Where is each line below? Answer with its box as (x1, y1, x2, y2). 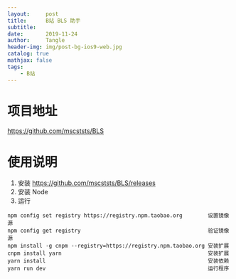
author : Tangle (7, 37, 65, 44)
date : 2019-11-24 (7, 30, 78, 38)
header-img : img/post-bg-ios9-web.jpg (7, 43, 122, 51)
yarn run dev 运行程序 (7, 265, 230, 273)
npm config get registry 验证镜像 (7, 227, 230, 235)
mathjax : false (7, 57, 53, 64)
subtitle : (7, 23, 37, 31)
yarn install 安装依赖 (7, 258, 230, 265)
